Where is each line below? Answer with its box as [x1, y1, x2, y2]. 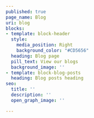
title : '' [11, 86, 35, 92]
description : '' [11, 92, 51, 98]
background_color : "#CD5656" [16, 48, 89, 54]
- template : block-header [5, 31, 70, 37]
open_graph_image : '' [11, 97, 65, 103]
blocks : [5, 25, 25, 32]
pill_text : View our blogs [11, 58, 78, 64]
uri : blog [5, 20, 31, 26]
